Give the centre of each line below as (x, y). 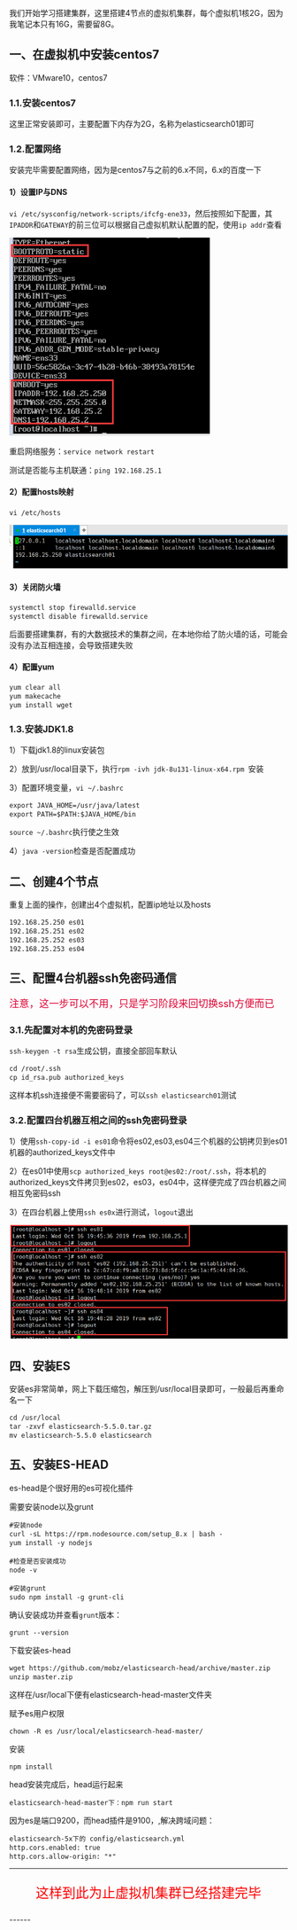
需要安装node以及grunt (52, 1506)
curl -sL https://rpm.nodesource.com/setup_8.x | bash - (116, 1534)
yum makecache (35, 696)
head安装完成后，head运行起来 (66, 1784)
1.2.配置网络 (35, 149)
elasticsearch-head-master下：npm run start (91, 1802)
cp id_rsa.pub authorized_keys (67, 1078)
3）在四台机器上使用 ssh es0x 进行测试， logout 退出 (101, 1212)
